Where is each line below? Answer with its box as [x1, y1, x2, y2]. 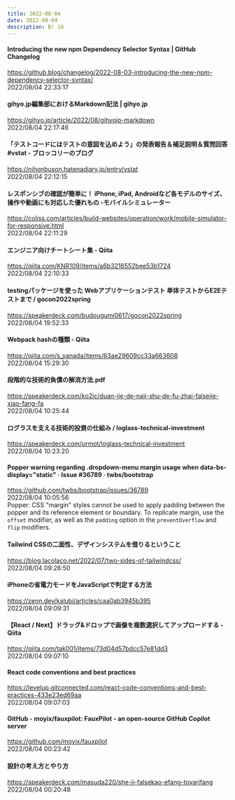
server [7, 722, 27, 730]
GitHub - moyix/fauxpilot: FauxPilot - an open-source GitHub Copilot [7, 714, 211, 722]
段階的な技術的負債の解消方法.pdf [7, 375, 106, 384]
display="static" [7, 470, 57, 478]
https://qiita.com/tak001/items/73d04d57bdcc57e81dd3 [7, 644, 168, 653]
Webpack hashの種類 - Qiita [7, 336, 90, 344]
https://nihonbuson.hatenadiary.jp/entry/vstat [7, 165, 138, 173]
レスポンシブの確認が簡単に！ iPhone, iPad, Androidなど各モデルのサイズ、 [7, 189, 226, 198]
